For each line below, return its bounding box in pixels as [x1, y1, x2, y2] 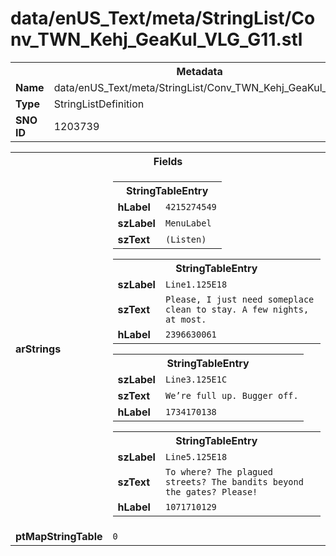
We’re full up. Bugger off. [164, 390, 299, 401]
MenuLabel [164, 217, 212, 229]
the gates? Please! [164, 486, 258, 497]
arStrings [15, 342, 62, 356]
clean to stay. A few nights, [164, 303, 310, 315]
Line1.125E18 [164, 278, 228, 290]
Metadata [176, 64, 223, 78]
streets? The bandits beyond [164, 476, 304, 487]
